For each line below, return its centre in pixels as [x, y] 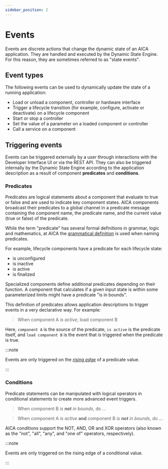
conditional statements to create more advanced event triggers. [71, 399]
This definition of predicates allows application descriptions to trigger [77, 304]
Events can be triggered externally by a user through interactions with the [81, 157]
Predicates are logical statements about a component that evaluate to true [82, 197]
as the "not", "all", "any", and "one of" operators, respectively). [70, 433]
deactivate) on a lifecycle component [51, 113]
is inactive [23, 264]
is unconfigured [29, 258]
